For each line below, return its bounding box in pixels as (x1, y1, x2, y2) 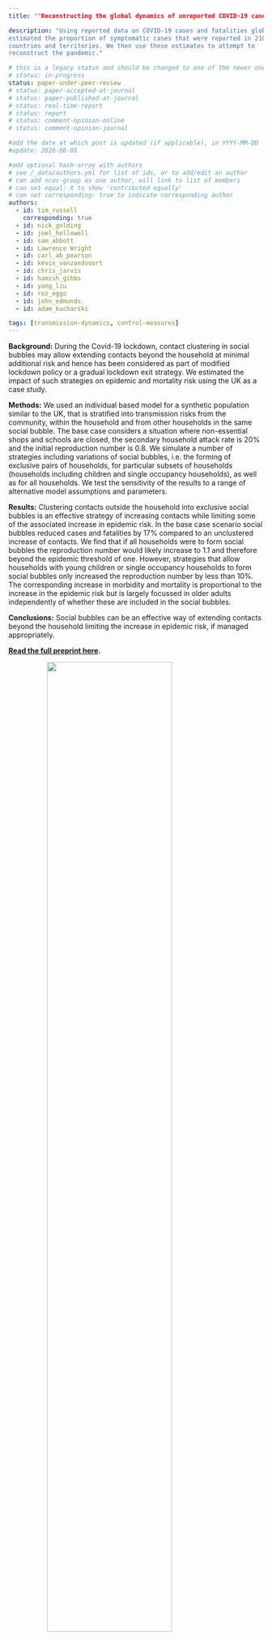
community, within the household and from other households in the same (8, 417, 253, 427)
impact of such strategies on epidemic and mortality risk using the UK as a (8, 376, 257, 386)
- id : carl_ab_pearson (15, 252, 92, 260)
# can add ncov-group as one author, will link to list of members (8, 176, 241, 184)
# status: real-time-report (8, 101, 104, 110)
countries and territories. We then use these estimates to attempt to (8, 41, 255, 50)
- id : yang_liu (15, 282, 67, 290)
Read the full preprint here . (8, 646, 101, 656)
